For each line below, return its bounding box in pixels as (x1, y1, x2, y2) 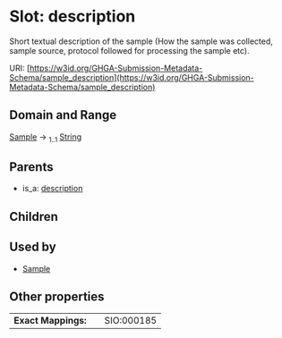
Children (9, 208, 58, 224)
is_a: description (21, 183, 83, 194)
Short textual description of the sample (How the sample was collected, (9, 36, 273, 46)
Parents (9, 159, 54, 174)
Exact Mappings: (13, 315, 87, 327)
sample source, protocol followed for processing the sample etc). (9, 45, 250, 55)
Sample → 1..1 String (9, 131, 82, 144)
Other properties (9, 289, 105, 304)
